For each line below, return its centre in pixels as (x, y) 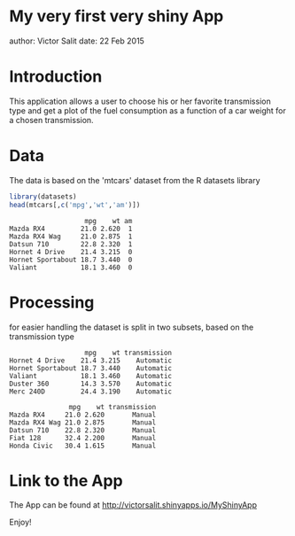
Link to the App (66, 481)
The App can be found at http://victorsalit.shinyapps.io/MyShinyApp (133, 505)
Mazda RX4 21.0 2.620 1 (71, 229)
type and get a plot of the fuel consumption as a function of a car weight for (147, 110)
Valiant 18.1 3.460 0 (71, 268)
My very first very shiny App (116, 16)
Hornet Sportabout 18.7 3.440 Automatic (91, 368)
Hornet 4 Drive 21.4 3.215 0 (71, 252)
